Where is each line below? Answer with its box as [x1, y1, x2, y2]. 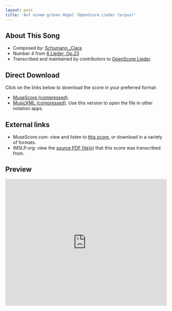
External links [5, 120, 50, 129]
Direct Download [5, 70, 60, 80]
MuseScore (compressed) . [12, 95, 69, 101]
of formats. [12, 139, 36, 145]
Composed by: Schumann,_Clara [12, 45, 82, 51]
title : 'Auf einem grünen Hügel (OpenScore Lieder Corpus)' [5, 12, 137, 17]
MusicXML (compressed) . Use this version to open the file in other [12, 100, 153, 106]
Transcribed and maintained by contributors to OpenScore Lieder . [12, 56, 152, 62]
